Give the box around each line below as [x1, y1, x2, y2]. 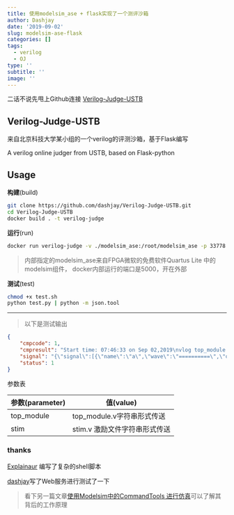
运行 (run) [7, 228, 34, 237]
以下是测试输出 [24, 319, 68, 328]
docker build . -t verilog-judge [7, 215, 104, 222]
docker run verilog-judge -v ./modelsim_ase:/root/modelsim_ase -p [7, 242, 208, 249]
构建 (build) [7, 189, 38, 196]
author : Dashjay [7, 17, 54, 24]
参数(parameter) [10, 397, 66, 407]
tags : [7, 42, 23, 49]
